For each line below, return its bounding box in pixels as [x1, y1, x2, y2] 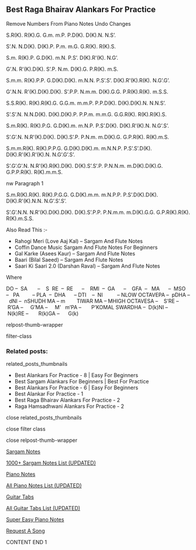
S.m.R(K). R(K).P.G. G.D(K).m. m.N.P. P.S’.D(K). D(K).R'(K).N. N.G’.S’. [6, 122, 170, 129]
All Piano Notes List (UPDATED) [6, 482, 82, 489]
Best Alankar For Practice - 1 [14, 390, 84, 397]
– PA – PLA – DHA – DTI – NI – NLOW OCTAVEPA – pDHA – [6, 291, 190, 298]
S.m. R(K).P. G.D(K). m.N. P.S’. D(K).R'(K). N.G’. [6, 54, 119, 61]
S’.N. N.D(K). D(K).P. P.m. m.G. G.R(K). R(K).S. [6, 43, 116, 50]
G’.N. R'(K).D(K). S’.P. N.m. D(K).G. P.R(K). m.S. [6, 65, 119, 72]
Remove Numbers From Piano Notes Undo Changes [6, 20, 131, 27]
